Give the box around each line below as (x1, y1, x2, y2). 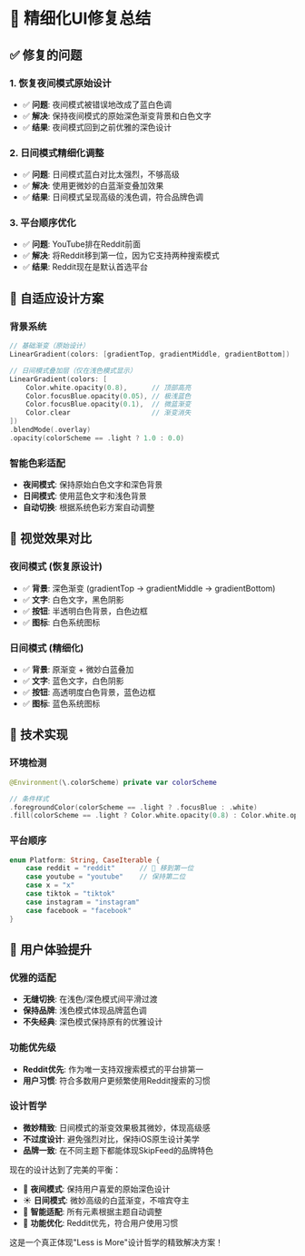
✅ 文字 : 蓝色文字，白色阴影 (22, 675, 124, 686)
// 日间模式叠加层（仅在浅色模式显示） (9, 366, 137, 375)
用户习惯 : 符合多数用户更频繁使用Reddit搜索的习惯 (22, 1074, 211, 1085)
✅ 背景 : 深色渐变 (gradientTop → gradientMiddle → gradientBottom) (22, 583, 276, 594)
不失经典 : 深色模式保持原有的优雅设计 (22, 1016, 163, 1027)
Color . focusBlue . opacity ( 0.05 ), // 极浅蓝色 (25, 391, 192, 400)
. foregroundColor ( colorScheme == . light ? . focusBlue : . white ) (9, 802, 258, 812)
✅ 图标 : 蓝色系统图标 (22, 698, 101, 709)
